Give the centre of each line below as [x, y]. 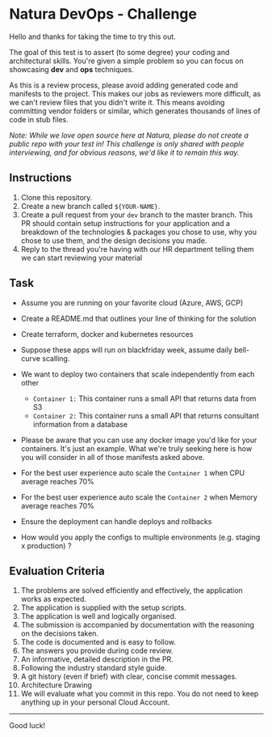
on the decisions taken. [60, 633]
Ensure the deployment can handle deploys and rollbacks [116, 521]
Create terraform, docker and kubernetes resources [107, 334]
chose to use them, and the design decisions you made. [114, 241]
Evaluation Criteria [57, 571]
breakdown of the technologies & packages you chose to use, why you [139, 232]
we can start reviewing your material [82, 258]
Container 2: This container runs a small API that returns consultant [146, 415]
